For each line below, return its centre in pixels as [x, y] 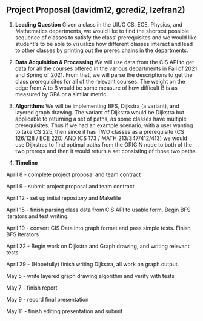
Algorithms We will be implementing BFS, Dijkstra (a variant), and [97, 106]
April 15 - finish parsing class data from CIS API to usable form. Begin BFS [98, 210]
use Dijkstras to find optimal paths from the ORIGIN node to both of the [104, 144]
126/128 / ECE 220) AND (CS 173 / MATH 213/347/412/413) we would [101, 138]
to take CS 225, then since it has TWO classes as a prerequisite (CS [100, 131]
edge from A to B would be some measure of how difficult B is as [96, 88]
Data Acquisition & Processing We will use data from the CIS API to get [105, 62]
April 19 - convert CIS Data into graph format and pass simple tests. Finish [98, 228]
